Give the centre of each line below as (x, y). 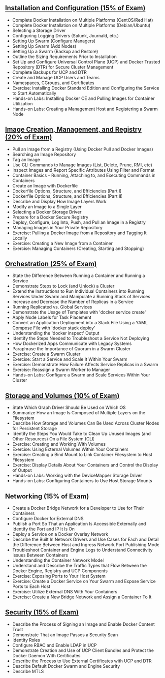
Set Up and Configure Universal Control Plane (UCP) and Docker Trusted (86, 62)
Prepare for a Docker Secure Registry (50, 217)
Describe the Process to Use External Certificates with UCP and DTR (82, 661)
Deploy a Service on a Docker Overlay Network (60, 534)
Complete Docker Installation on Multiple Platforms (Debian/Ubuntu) (81, 25)
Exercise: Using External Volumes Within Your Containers (70, 449)
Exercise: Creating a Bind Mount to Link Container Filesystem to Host (82, 455)
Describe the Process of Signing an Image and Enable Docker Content (83, 624)
